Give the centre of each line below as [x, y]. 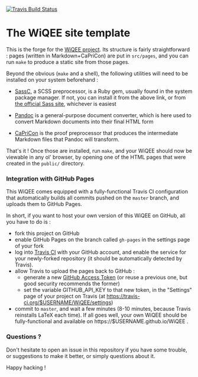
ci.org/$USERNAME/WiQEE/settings [67, 302]
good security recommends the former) [72, 283]
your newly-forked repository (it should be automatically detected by [98, 259]
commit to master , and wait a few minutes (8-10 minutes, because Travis [103, 309]
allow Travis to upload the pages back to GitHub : [74, 271]
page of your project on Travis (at [64, 297]
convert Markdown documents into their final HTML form [84, 121]
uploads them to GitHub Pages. [44, 204]
